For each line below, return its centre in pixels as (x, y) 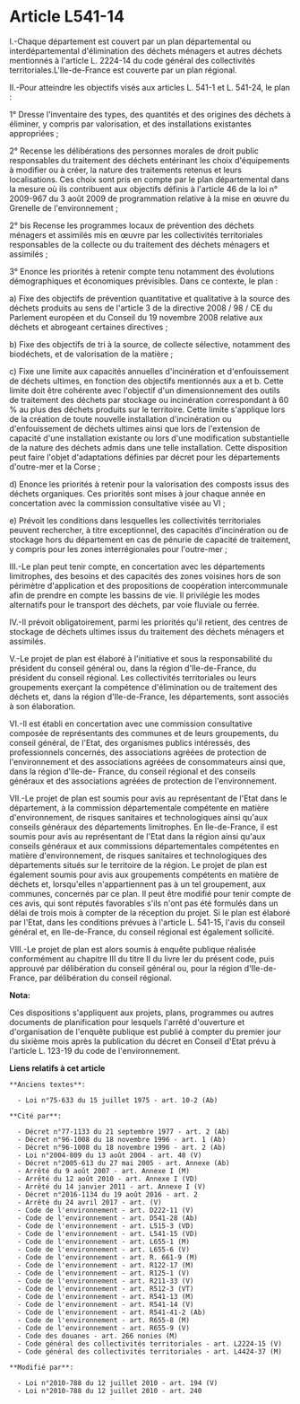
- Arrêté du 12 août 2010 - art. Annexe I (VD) (108, 1179)
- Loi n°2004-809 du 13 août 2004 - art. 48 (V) (110, 1155)
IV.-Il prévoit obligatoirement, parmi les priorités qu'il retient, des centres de (149, 622)
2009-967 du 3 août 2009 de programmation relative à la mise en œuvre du (149, 198)
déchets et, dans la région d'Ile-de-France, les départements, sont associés (149, 697)
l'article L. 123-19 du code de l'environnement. (95, 1050)
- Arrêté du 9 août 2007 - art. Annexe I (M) (104, 1171)
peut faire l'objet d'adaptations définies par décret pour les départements (145, 457)
